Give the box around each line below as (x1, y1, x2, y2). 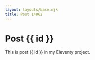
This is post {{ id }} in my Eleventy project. (5, 49, 91, 55)
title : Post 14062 (5, 12, 43, 17)
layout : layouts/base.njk (5, 7, 58, 12)
